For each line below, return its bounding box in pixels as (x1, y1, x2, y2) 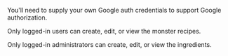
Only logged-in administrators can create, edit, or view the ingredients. (7, 41, 212, 48)
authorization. (7, 13, 48, 22)
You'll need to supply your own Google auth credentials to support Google (7, 6, 222, 14)
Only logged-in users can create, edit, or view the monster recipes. (7, 27, 201, 35)
